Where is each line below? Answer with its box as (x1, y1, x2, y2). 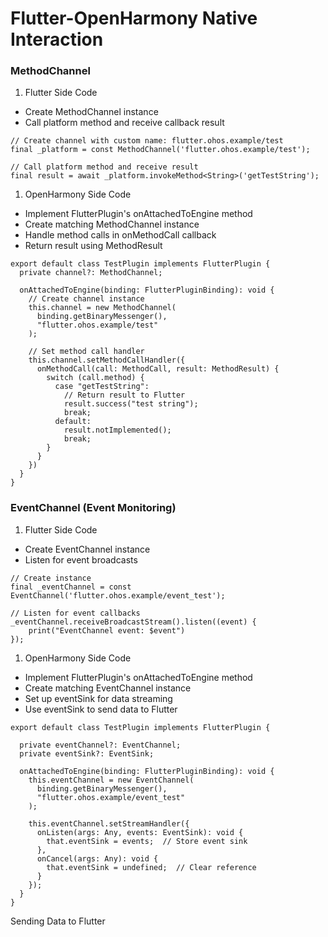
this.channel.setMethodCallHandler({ (28, 355, 186, 366)
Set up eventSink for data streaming (24, 692, 173, 704)
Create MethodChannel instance (24, 106, 159, 118)
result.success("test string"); (63, 399, 199, 409)
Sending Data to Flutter (10, 915, 106, 927)
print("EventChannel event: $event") (28, 625, 186, 636)
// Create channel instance (28, 294, 145, 304)
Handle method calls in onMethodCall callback (24, 229, 217, 241)
